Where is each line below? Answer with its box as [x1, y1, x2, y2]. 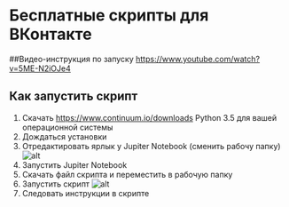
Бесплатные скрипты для [9, 5, 209, 26]
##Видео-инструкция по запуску [9, 53, 135, 64]
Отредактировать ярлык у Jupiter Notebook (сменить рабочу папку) [21, 140, 281, 151]
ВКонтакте [9, 24, 92, 44]
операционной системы [21, 122, 113, 132]
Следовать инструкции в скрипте [21, 187, 150, 198]
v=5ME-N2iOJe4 [9, 63, 71, 74]
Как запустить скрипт [9, 89, 138, 104]
